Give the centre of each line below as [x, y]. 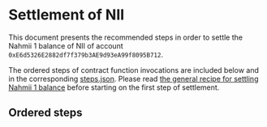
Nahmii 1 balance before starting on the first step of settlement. [114, 87]
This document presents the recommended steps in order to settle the [126, 37]
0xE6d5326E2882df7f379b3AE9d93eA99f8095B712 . [86, 54]
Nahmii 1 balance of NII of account [66, 45]
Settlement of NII [67, 15]
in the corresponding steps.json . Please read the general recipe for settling [133, 78]
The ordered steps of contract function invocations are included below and [134, 70]
